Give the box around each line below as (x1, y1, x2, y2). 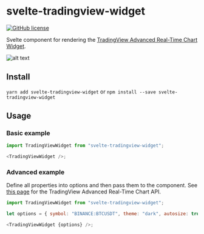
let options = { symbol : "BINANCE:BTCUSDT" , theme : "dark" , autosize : (6, 211, 189, 217)
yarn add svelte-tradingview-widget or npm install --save (6, 88, 156, 95)
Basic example (6, 129, 50, 138)
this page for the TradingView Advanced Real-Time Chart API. (6, 188, 161, 195)
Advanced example (6, 168, 65, 176)
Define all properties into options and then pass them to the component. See (6, 182, 198, 189)
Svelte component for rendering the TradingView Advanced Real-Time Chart (6, 36, 198, 43)
